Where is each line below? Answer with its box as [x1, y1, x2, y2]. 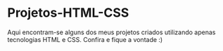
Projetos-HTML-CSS [7, 5, 129, 21]
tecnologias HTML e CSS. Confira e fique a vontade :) [7, 35, 163, 43]
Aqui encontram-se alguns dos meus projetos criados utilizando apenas [7, 28, 216, 36]
